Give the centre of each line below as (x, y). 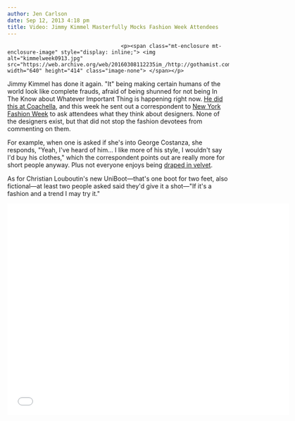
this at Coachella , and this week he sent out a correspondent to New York (114, 106)
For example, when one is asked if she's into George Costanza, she (105, 142)
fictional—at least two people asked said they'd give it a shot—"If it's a (110, 186)
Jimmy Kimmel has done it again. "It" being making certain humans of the (114, 84)
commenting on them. (39, 129)
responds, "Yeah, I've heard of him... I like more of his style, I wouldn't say (115, 150)
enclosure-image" (33, 53)
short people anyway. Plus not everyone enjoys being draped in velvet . (110, 165)
